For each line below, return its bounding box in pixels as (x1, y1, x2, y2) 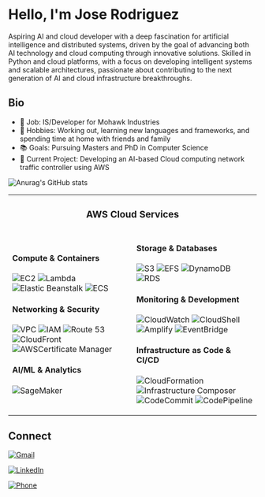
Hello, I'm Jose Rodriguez (8, 6, 180, 24)
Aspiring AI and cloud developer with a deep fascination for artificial (8, 32, 230, 41)
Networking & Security (12, 303, 100, 314)
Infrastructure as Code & (136, 345, 231, 356)
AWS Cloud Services (85, 208, 180, 221)
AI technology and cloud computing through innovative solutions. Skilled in (8, 48, 251, 57)
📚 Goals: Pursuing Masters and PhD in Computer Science (19, 143, 209, 152)
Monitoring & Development (136, 294, 240, 305)
